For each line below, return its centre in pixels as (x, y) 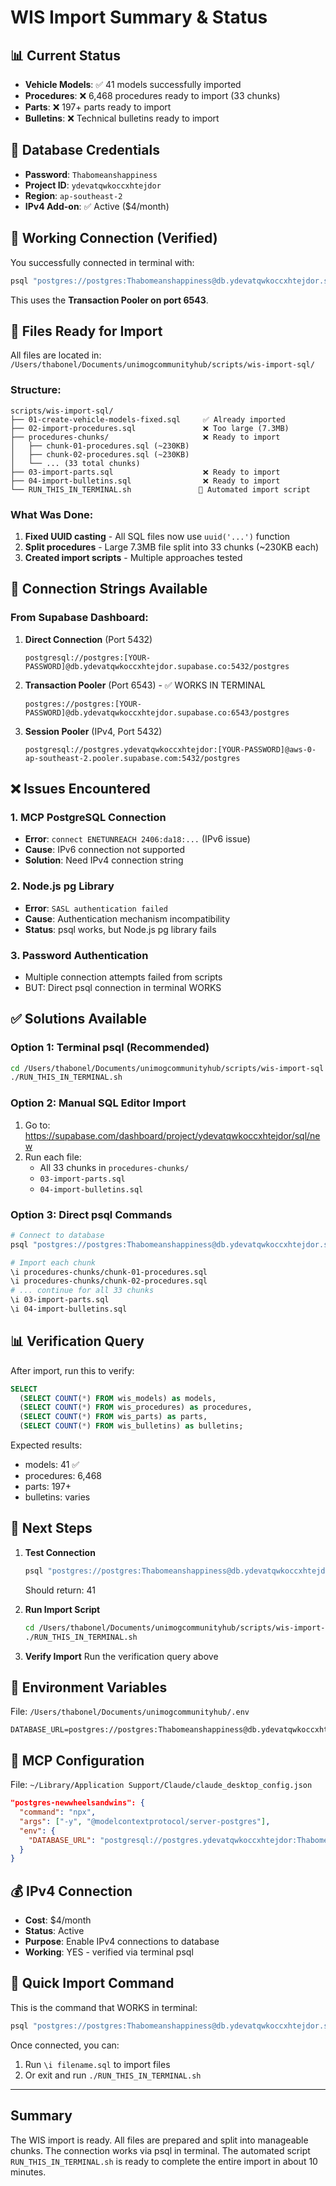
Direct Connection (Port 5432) (88, 639)
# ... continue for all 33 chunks (82, 1291)
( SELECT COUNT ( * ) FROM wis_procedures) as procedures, (136, 1407)
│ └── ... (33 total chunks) (75, 463)
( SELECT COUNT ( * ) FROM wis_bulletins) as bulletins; (131, 1426)
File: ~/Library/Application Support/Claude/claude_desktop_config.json (161, 1785)
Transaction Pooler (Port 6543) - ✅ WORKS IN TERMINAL (145, 685)
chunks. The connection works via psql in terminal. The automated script (160, 2150)
